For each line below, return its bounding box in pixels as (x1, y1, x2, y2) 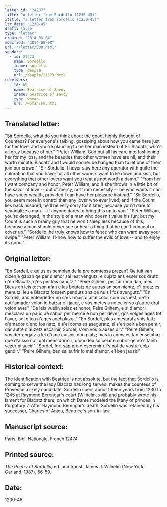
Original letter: (5, 255, 51, 263)
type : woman (14, 96, 39, 101)
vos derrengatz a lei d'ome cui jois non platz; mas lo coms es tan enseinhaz (5, 331, 161, 337)
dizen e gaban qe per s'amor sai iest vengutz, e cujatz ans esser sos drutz (5, 273, 158, 279)
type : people (14, 68, 41, 73)
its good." (5, 239, 25, 245)
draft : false (5, 26, 32, 31)
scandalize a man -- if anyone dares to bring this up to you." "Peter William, (5, 207, 160, 214)
